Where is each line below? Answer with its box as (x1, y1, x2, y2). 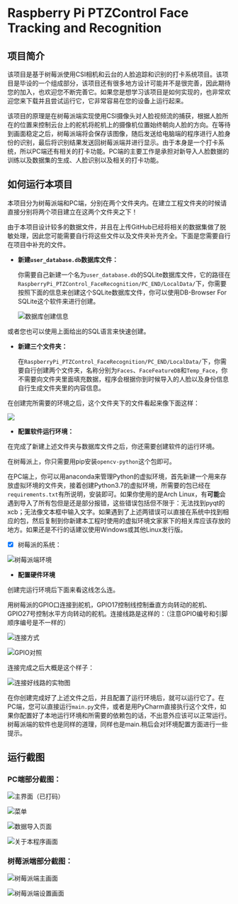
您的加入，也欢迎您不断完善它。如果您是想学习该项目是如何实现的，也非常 (7, 88, 225, 96)
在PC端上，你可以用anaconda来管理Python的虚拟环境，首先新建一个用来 (7, 472, 221, 481)
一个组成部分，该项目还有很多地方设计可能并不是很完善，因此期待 (38, 79, 231, 87)
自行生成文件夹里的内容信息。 (17, 384, 105, 392)
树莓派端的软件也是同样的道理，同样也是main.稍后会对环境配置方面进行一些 (7, 720, 228, 728)
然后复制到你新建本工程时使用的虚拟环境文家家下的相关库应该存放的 (31, 516, 231, 525)
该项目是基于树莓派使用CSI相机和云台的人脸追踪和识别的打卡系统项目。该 (7, 70, 222, 79)
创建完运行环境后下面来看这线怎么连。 (7, 585, 119, 594)
